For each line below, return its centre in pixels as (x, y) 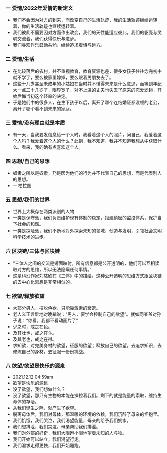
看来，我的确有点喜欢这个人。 (52, 147)
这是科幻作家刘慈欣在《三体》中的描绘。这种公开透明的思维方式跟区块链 (87, 275)
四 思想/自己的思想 (28, 161)
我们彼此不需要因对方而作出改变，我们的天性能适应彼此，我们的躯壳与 (85, 32)
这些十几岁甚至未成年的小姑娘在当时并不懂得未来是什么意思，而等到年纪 (87, 83)
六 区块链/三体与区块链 (33, 251)
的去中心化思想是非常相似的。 (43, 282)
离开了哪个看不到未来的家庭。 (43, 108)
